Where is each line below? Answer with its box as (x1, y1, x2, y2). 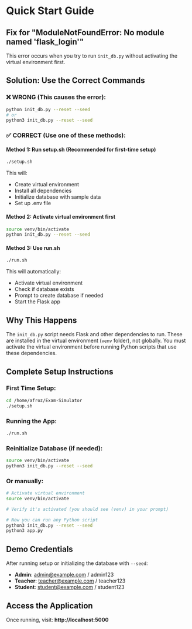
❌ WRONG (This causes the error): (6, 93, 107, 101)
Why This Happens (6, 315, 77, 325)
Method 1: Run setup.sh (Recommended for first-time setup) (6, 146, 156, 153)
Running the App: (6, 417, 57, 425)
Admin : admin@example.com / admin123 (14, 571, 114, 578)
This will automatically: (6, 268, 61, 275)
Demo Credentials (6, 544, 73, 554)
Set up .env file (14, 200, 52, 207)
